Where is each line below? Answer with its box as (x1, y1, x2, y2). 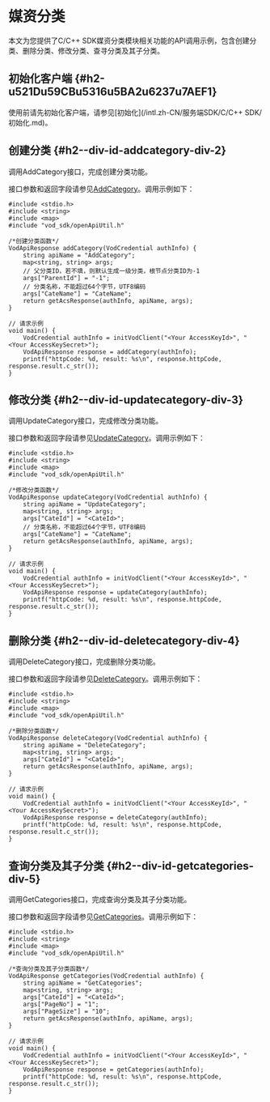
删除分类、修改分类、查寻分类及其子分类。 (22, 45, 164, 55)
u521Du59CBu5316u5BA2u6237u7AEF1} (8, 85, 217, 99)
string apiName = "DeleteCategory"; (23, 742, 147, 750)
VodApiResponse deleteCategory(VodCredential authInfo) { (8, 734, 208, 742)
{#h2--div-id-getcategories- (106, 859, 255, 873)
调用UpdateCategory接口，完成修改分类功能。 (8, 416, 163, 426)
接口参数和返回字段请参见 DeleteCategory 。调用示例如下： (8, 674, 203, 684)
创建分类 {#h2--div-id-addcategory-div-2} (8, 143, 226, 158)
